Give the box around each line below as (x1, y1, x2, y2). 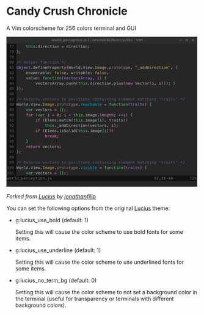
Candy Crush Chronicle (6, 4, 128, 18)
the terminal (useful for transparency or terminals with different (15, 295, 174, 302)
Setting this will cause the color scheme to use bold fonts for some (15, 228, 183, 236)
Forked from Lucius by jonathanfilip (6, 192, 97, 200)
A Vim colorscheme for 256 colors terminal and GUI (6, 24, 136, 32)
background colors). (15, 301, 67, 309)
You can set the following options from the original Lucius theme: (6, 205, 170, 212)
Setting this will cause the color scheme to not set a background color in (15, 288, 197, 295)
